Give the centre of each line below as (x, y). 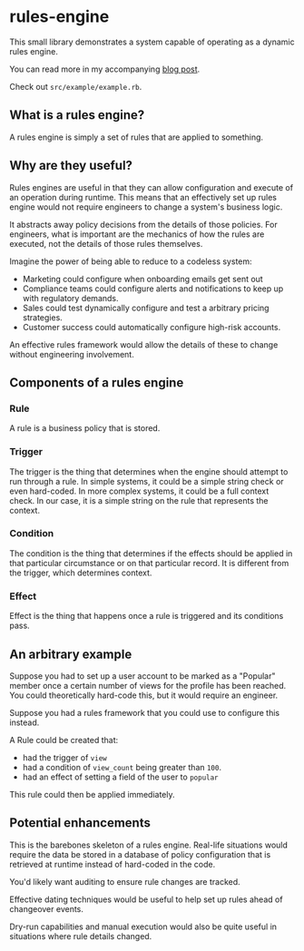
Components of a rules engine (97, 382)
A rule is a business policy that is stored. (85, 428)
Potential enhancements (80, 823)
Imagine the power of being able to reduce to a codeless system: (131, 261)
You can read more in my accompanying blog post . (105, 69)
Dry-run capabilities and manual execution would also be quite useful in (143, 926)
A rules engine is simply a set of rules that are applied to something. (137, 137)
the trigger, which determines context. (81, 573)
